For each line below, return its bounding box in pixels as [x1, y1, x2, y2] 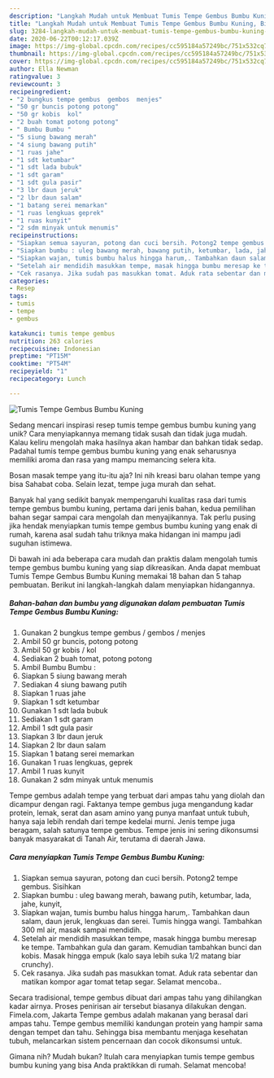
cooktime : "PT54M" [9, 360, 72, 368]
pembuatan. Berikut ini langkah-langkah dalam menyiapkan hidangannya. [9, 580, 255, 589]
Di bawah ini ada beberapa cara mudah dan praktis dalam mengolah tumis [9, 554, 259, 563]
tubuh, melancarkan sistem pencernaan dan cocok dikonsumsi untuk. [9, 1036, 242, 1045]
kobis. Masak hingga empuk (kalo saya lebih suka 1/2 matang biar [20, 950, 241, 961]
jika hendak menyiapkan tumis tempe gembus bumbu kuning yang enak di [9, 520, 259, 530]
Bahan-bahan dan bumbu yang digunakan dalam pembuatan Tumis [9, 598, 246, 608]
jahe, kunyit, [20, 899, 63, 909]
